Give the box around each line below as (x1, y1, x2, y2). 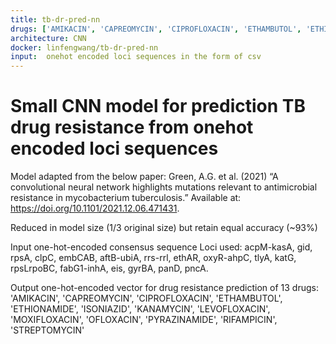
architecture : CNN (10, 33, 87, 43)
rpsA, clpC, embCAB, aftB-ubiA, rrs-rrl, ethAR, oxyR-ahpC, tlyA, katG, (10, 252, 297, 264)
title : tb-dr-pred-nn (10, 14, 101, 25)
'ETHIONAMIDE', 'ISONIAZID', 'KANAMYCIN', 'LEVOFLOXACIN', (10, 303, 271, 315)
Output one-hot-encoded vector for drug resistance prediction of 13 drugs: (10, 282, 319, 294)
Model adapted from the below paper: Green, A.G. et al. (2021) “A (10, 171, 279, 183)
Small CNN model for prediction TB (10, 95, 307, 118)
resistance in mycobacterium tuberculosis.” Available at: (10, 192, 242, 204)
